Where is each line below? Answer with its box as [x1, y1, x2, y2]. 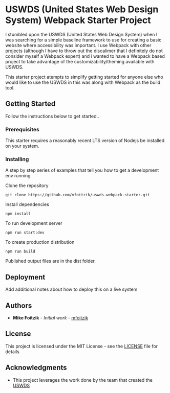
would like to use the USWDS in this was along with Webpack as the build [5, 79, 161, 85]
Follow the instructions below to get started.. [5, 113, 99, 119]
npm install [5, 211, 31, 217]
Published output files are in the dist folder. [5, 258, 96, 264]
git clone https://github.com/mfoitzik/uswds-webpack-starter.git [5, 193, 150, 198]
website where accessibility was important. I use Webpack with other [5, 42, 152, 48]
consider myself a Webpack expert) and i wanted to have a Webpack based [5, 53, 165, 59]
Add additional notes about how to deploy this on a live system [5, 286, 138, 292]
